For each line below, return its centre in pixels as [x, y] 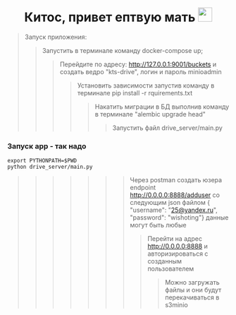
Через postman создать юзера [176, 180]
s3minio [176, 305]
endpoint [143, 188]
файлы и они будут [193, 290]
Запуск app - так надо [47, 146]
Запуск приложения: [56, 37]
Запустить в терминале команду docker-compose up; [122, 50]
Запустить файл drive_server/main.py [168, 128]
